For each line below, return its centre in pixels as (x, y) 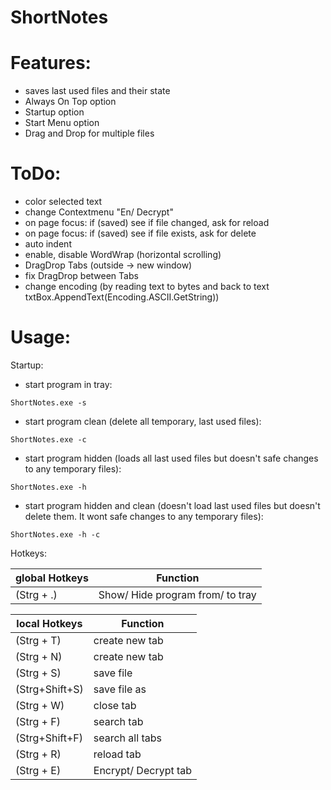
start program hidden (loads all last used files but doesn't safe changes (171, 458)
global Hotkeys (52, 578)
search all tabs (127, 738)
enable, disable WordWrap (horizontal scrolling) (123, 255)
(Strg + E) (38, 770)
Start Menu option (62, 123)
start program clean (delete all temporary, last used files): (143, 421)
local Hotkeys (49, 623)
